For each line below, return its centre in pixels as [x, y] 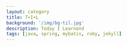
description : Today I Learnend [45, 28]
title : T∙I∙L [22, 17]
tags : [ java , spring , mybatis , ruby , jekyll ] [64, 34]
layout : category [28, 12]
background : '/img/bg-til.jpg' [45, 23]
